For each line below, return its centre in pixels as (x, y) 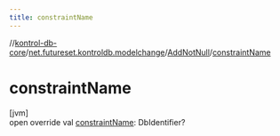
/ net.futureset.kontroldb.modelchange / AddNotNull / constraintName (148, 52)
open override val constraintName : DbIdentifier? (97, 122)
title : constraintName (51, 17)
